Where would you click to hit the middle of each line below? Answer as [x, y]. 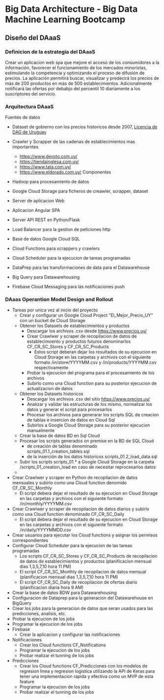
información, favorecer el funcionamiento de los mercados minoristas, [76, 67]
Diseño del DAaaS [33, 38]
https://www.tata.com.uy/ [45, 167]
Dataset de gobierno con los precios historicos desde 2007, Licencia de [85, 127]
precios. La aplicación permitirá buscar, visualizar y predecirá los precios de [82, 78]
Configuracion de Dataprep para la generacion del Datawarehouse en [82, 598]
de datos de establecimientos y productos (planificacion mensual [85, 561]
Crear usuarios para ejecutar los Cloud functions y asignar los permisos [85, 535]
